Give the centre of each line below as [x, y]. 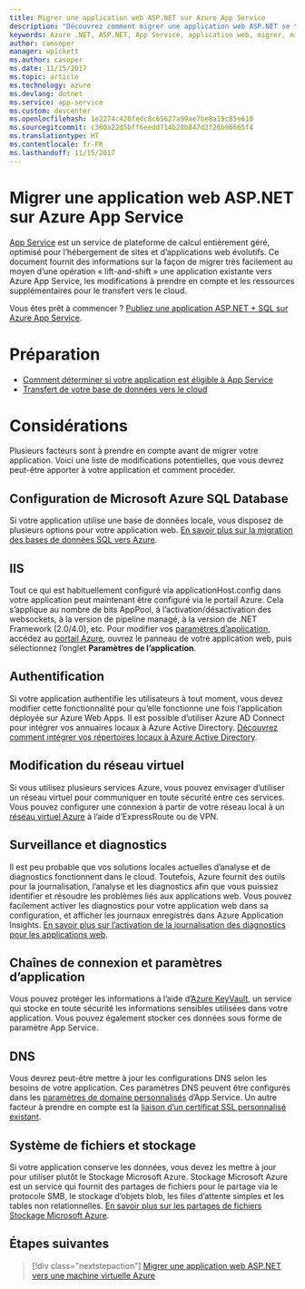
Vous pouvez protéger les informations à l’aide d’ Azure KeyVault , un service [151, 999]
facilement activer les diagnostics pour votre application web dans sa [139, 905]
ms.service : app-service [56, 102]
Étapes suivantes [59, 1244]
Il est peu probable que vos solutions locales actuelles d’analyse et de [140, 867]
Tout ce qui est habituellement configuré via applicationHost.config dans [145, 590]
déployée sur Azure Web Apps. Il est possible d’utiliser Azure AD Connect [147, 717]
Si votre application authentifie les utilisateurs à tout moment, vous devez [146, 698]
